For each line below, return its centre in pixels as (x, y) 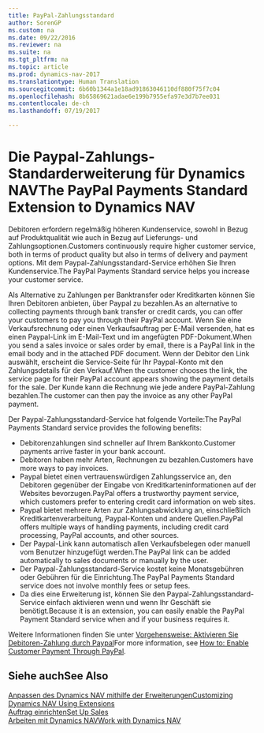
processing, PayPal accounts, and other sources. (99, 535)
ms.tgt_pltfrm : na (38, 60)
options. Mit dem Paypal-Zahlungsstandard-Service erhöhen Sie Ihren (122, 262)
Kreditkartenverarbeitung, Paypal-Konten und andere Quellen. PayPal (131, 518)
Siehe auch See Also (58, 676)
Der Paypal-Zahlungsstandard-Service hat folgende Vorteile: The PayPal (125, 419)
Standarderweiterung (80, 174)
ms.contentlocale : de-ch (49, 103)
